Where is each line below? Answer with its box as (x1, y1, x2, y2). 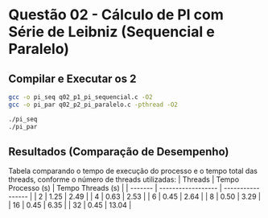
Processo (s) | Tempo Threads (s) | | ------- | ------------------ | (8, 183, 223, 193)
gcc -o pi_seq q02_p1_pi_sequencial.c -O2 (8, 93, 153, 101)
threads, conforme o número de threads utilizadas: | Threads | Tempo (8, 175, 240, 184)
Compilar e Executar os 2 (8, 72, 137, 85)
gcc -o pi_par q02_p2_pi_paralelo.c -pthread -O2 (8, 101, 179, 109)
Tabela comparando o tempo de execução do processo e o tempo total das (8, 167, 258, 176)
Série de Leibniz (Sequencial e (8, 23, 215, 41)
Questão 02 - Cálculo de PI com (8, 6, 224, 24)
